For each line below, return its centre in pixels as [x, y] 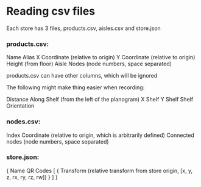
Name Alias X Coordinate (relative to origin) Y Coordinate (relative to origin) [101, 57]
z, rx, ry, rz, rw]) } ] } [32, 177]
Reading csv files [51, 11]
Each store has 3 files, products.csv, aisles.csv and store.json [84, 28]
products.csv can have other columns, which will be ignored [82, 76]
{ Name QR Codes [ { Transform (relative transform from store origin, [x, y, [100, 170]
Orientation [20, 106]
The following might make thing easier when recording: [76, 87]
